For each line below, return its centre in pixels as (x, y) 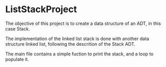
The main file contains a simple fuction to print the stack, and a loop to (79, 54)
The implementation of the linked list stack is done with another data (77, 39)
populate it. (17, 59)
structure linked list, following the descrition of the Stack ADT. (70, 44)
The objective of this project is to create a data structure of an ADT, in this (83, 23)
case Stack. (18, 28)
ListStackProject (41, 9)
